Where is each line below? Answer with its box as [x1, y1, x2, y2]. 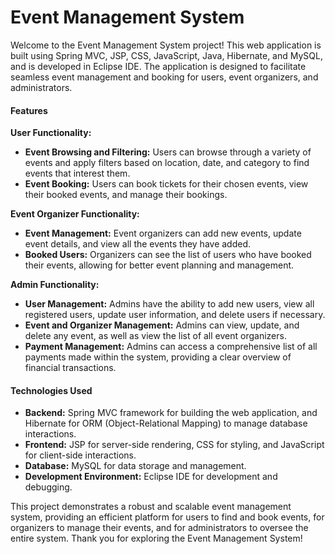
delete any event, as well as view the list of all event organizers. [24, 330, 287, 342]
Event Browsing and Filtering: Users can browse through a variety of [24, 146, 312, 158]
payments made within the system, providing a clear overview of [24, 351, 292, 363]
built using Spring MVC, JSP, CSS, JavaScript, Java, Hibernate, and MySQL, [10, 49, 323, 61]
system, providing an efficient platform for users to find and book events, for [10, 511, 325, 523]
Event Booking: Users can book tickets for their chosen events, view [24, 178, 309, 190]
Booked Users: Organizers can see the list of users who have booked [24, 249, 312, 261]
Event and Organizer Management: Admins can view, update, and [24, 319, 300, 331]
